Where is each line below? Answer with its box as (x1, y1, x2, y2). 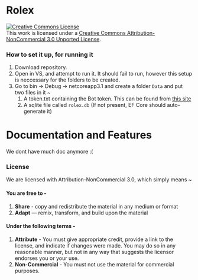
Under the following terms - (6, 223, 76, 230)
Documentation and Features (6, 128, 152, 142)
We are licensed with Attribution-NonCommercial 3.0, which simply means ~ (6, 176, 192, 183)
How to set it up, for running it (6, 50, 93, 58)
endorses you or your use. (14, 255, 79, 262)
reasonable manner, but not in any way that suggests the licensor (14, 248, 174, 255)
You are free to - (6, 190, 47, 197)
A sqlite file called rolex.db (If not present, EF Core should (23, 102, 166, 109)
